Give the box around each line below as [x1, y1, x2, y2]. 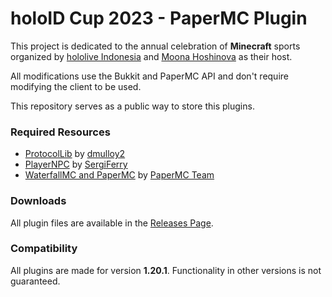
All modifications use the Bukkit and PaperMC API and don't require [10, 70, 289, 82]
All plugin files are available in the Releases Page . [10, 217, 214, 229]
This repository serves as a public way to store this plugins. [10, 100, 255, 112]
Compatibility [10, 242, 78, 256]
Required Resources [10, 125, 111, 139]
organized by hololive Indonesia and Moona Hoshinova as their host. [10, 50, 293, 62]
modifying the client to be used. [10, 80, 142, 92]
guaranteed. [10, 275, 61, 287]
